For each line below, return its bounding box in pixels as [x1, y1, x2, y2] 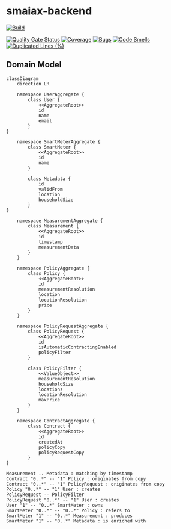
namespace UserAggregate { [17, 91, 85, 97]
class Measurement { [28, 223, 79, 229]
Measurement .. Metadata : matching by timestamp [6, 471, 133, 477]
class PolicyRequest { [28, 328, 85, 335]
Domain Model [6, 60, 62, 70]
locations [38, 386, 63, 392]
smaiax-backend [6, 4, 92, 18]
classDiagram [6, 75, 39, 82]
